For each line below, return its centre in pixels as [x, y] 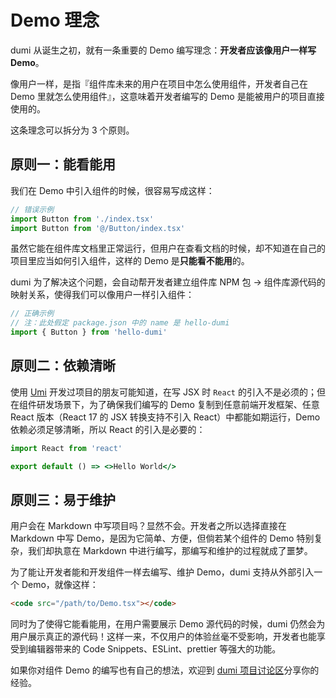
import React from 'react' [66, 448]
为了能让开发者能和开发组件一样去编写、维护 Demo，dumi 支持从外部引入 [162, 572]
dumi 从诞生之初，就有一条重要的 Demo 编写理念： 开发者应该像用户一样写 [163, 50]
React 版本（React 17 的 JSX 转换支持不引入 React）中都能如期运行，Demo [165, 417]
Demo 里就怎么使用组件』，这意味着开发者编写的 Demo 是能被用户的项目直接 [167, 96]
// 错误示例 [32, 209]
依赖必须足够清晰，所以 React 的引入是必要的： [108, 429]
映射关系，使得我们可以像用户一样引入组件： [102, 295]
